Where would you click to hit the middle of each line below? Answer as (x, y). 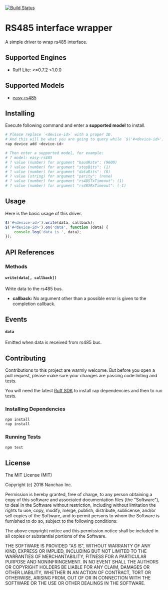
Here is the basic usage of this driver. (44, 213)
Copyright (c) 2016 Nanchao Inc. (39, 485)
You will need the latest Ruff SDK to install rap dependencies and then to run (84, 391)
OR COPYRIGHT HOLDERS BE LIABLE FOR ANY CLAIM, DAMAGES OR (77, 567)
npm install (17, 419)
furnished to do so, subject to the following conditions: (61, 521)
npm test (14, 447)
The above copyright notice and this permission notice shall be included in (82, 531)
